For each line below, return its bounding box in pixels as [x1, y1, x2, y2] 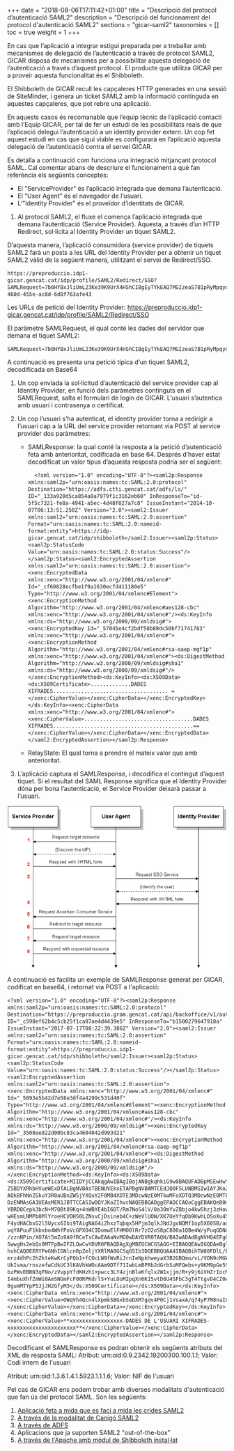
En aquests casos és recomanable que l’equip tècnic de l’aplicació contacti [7, 113, 222, 121]
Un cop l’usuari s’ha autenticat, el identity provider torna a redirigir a [17, 414, 213, 423]
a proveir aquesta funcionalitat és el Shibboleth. [7, 71, 144, 79]
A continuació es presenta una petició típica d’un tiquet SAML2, [7, 358, 189, 366]
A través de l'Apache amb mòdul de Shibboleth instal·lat [17, 1436, 178, 1444]
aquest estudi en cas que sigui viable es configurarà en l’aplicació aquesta [7, 135, 221, 143]
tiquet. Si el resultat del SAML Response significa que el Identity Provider [17, 777, 227, 785]
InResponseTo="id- [149, 493, 203, 500]
